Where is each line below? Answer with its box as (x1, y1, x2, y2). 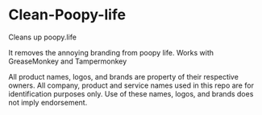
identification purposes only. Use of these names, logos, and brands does (8, 88, 254, 98)
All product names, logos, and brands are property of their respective (8, 72, 239, 81)
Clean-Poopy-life (8, 6, 127, 24)
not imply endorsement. (8, 97, 88, 107)
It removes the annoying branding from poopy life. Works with (8, 47, 214, 57)
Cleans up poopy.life (8, 32, 77, 42)
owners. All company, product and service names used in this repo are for (8, 80, 254, 90)
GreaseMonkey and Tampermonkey (8, 56, 127, 66)
